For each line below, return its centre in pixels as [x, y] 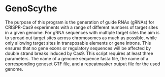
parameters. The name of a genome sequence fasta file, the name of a [77, 58]
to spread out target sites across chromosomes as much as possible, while [81, 38]
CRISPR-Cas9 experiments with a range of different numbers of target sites [82, 27]
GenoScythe [31, 9]
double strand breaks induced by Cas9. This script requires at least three [79, 53]
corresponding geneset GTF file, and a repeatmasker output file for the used [82, 64]
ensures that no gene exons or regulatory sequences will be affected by [78, 48]
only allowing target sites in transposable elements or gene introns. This [78, 43]
